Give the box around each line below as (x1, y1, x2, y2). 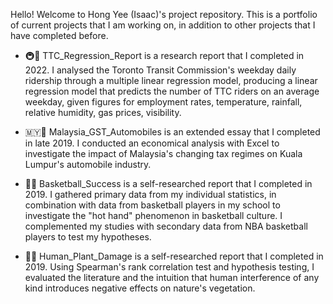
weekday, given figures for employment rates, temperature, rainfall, (24, 96, 303, 108)
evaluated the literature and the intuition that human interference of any (24, 272, 320, 283)
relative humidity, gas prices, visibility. (24, 107, 182, 118)
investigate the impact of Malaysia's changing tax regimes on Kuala (24, 148, 303, 159)
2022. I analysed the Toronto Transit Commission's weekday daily (24, 64, 297, 76)
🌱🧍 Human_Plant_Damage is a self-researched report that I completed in (24, 250, 324, 262)
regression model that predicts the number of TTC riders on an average (24, 85, 320, 97)
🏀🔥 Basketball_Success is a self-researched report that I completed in (24, 178, 313, 189)
